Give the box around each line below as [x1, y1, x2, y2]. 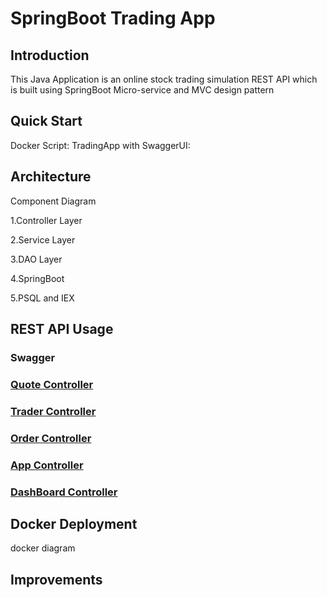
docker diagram [10, 542, 76, 554]
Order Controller [10, 431, 92, 445]
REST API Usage [10, 321, 114, 338]
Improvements [10, 571, 103, 588]
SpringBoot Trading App [10, 7, 216, 30]
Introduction [10, 47, 90, 64]
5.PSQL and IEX [10, 292, 75, 304]
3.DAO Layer [10, 253, 63, 265]
